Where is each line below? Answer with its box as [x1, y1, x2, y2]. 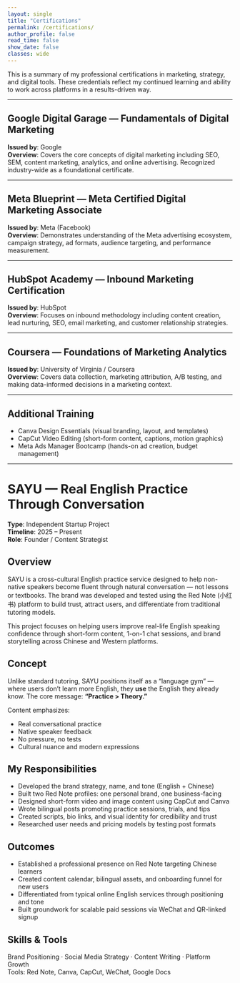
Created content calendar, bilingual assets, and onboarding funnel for [17, 875, 223, 884]
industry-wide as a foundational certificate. [7, 165, 134, 174]
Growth [7, 959, 29, 969]
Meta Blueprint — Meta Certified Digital [7, 193, 186, 205]
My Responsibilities [7, 763, 97, 775]
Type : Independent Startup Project [7, 520, 110, 528]
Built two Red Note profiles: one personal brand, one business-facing [17, 789, 222, 798]
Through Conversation [7, 496, 145, 513]
